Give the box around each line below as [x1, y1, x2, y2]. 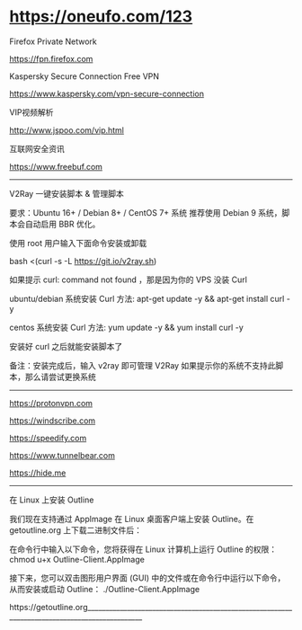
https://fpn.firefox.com [9, 53, 93, 64]
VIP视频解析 [9, 106, 54, 118]
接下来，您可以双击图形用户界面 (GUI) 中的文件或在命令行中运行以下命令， [9, 572, 286, 583]
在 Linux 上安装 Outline [9, 494, 94, 505]
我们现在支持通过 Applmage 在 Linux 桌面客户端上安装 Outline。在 [9, 513, 254, 524]
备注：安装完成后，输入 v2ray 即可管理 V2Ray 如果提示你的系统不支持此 [9, 359, 276, 370]
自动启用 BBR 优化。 [24, 218, 101, 229]
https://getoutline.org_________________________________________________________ [9, 601, 293, 612]
